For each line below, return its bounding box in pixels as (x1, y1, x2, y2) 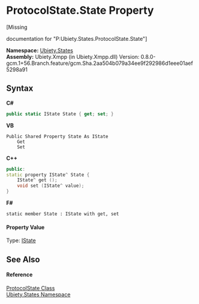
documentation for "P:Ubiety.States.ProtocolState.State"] (6, 35, 147, 42)
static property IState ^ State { (6, 172, 90, 178)
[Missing (6, 23, 28, 31)
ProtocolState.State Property (6, 4, 154, 17)
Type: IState (6, 237, 36, 244)
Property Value (6, 223, 45, 231)
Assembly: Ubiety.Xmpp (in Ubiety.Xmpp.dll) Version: (6, 53, 140, 60)
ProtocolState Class (6, 284, 55, 291)
